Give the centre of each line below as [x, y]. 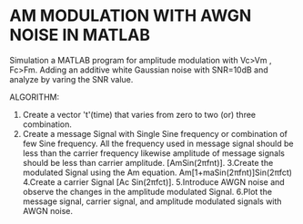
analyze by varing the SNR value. [71, 79]
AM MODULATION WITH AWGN [131, 16]
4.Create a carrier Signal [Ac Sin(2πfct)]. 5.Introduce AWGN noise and [153, 181]
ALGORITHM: [35, 97]
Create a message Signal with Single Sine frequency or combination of [155, 133]
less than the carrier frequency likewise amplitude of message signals [153, 153]
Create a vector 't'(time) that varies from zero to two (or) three [139, 114]
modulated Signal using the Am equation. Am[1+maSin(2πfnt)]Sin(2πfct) [157, 172]
